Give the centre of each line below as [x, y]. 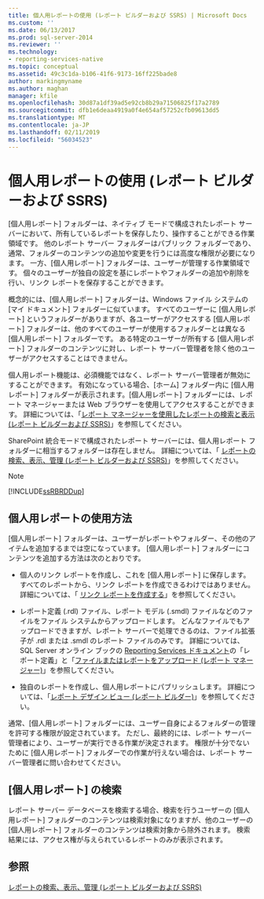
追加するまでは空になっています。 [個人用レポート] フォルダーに [139, 549]
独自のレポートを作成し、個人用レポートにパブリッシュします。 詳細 [130, 687]
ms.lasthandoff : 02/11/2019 [54, 132]
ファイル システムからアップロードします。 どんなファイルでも [142, 621]
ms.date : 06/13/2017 [42, 30]
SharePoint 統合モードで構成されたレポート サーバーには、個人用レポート [128, 441]
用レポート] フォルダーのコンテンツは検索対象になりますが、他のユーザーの [131, 820]
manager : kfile [33, 96]
